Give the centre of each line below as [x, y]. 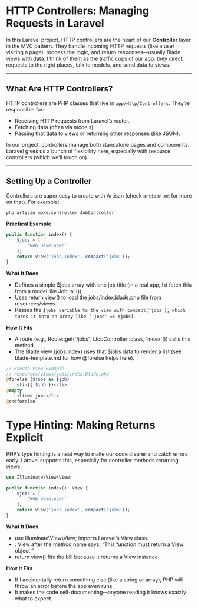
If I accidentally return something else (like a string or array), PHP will [99, 580]
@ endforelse [21, 401]
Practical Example [29, 224]
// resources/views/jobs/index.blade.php [58, 374]
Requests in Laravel [55, 23]
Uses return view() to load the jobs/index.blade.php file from [88, 297]
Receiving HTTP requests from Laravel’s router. [72, 121]
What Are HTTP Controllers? [60, 89]
